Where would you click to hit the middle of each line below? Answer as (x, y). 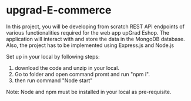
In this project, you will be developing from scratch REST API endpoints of (95, 26)
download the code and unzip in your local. (67, 68)
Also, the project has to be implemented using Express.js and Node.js (90, 45)
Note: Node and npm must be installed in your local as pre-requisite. (89, 92)
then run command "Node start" (53, 80)
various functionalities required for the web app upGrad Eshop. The (88, 32)
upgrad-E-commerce (59, 10)
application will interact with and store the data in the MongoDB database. (95, 39)
